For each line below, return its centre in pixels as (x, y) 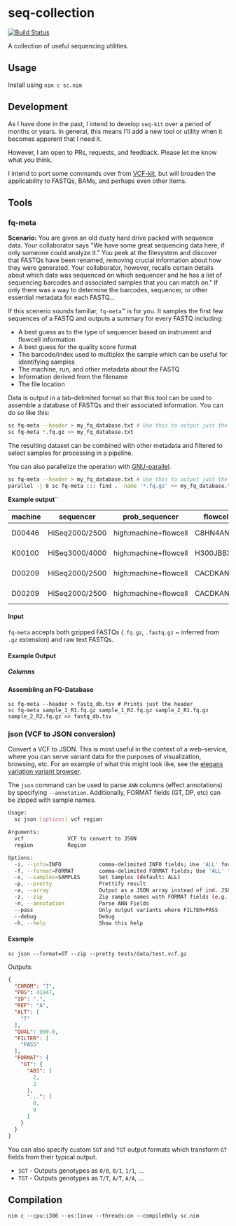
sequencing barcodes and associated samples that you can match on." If (113, 282)
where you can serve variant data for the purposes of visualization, (105, 757)
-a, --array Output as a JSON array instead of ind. (116, 891)
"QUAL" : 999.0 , (36, 1032)
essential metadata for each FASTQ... (61, 298)
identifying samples (47, 362)
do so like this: (29, 413)
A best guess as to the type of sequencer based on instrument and (115, 332)
